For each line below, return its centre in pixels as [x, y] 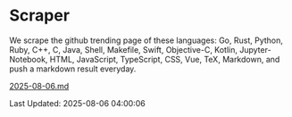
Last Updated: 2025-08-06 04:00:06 [77, 103]
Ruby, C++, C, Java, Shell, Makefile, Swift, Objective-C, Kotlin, [124, 49]
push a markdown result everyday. [73, 69]
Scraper [39, 16]
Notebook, [29, 59]
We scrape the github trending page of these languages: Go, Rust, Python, [146, 40]
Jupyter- [255, 49]
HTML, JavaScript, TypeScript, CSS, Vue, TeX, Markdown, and [165, 59]
